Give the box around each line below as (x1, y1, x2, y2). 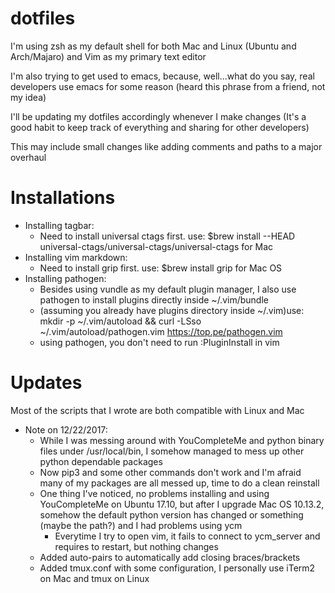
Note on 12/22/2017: (24, 423, 108, 436)
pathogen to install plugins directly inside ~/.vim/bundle (39, 293, 269, 306)
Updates (10, 372, 83, 394)
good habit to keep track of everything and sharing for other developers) (10, 121, 310, 133)
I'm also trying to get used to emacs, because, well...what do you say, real (10, 70, 315, 82)
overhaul (10, 151, 47, 163)
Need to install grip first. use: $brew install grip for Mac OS (39, 262, 283, 274)
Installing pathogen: (24, 272, 107, 284)
